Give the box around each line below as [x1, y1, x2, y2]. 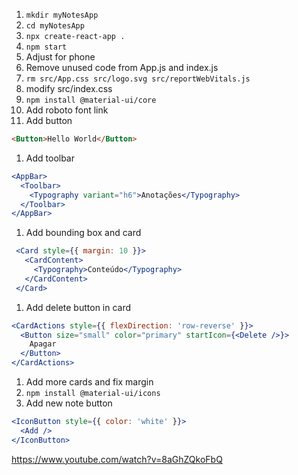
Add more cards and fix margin [25, 376, 154, 388]
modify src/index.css [25, 83, 113, 94]
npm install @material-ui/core [25, 95, 157, 105]
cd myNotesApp [25, 21, 85, 31]
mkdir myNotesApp [25, 10, 99, 20]
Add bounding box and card [25, 227, 142, 239]
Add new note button [25, 397, 113, 409]
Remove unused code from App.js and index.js [25, 62, 219, 73]
